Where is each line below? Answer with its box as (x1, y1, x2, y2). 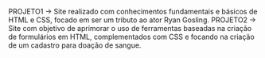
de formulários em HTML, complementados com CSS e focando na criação (8, 32, 255, 41)
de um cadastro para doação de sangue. (8, 41, 142, 50)
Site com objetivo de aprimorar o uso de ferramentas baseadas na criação (8, 24, 252, 33)
